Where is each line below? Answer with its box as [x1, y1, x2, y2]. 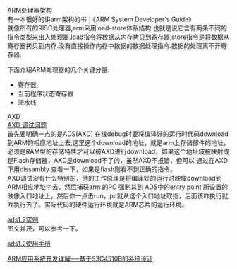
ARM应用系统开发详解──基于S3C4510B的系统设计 [7, 254, 154, 263]
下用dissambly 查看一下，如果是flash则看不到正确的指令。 [7, 165, 176, 173]
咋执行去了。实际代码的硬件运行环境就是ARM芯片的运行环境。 [7, 200, 188, 209]
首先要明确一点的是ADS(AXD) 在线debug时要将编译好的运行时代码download [7, 130, 229, 138]
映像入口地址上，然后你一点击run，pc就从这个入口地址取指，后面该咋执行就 [7, 192, 229, 200]
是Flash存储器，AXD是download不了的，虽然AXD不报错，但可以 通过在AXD [7, 156, 228, 164]
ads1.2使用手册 [7, 239, 51, 248]
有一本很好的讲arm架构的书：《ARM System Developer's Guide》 [7, 15, 192, 23]
